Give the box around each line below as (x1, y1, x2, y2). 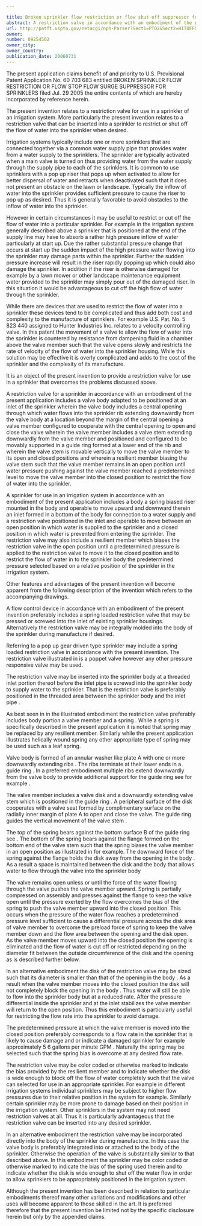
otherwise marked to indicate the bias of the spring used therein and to (6, 1163, 182, 1170)
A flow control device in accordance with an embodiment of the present (6, 605, 185, 612)
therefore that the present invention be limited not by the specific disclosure (6, 1206, 194, 1213)
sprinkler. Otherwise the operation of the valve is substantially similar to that (6, 1150, 194, 1157)
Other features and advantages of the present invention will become (6, 580, 176, 587)
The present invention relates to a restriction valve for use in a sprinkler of (6, 107, 189, 115)
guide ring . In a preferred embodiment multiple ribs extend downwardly (6, 767, 185, 774)
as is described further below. (6, 956, 80, 963)
